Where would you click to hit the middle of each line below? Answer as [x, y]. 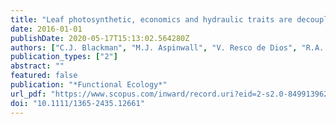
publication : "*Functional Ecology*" [89, 85]
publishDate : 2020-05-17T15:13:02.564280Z [100, 38]
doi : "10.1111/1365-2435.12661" [77, 103]
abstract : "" [37, 66]
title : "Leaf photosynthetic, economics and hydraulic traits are [151, 19]
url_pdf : [28, 94]
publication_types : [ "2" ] [64, 57]
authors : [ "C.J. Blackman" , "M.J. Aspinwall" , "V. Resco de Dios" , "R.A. [167, 47]
